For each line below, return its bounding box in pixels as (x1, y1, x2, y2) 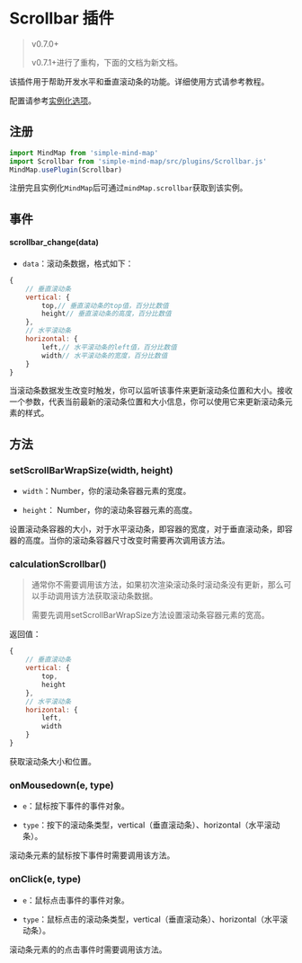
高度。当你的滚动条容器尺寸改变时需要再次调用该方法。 (24, 535, 230, 546)
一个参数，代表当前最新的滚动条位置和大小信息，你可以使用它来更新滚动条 (9, 396, 285, 407)
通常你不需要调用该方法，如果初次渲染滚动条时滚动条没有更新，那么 (31, 579, 284, 590)
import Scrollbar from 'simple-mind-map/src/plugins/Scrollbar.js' (9, 156, 268, 166)
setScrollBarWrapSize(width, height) (9, 464, 173, 476)
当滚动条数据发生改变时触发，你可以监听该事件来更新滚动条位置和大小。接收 (9, 385, 293, 396)
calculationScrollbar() (9, 558, 107, 570)
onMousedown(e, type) (9, 779, 114, 791)
